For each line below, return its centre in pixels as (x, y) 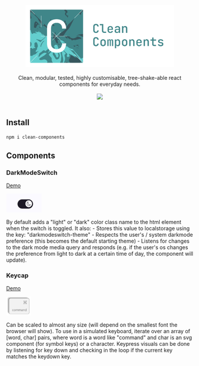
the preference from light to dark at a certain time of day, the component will (100, 254)
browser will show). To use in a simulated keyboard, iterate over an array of (98, 331)
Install (18, 122)
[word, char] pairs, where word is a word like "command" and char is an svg (99, 337)
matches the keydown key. (39, 356)
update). (16, 260)
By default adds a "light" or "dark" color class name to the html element (94, 222)
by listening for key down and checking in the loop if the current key (89, 351)
